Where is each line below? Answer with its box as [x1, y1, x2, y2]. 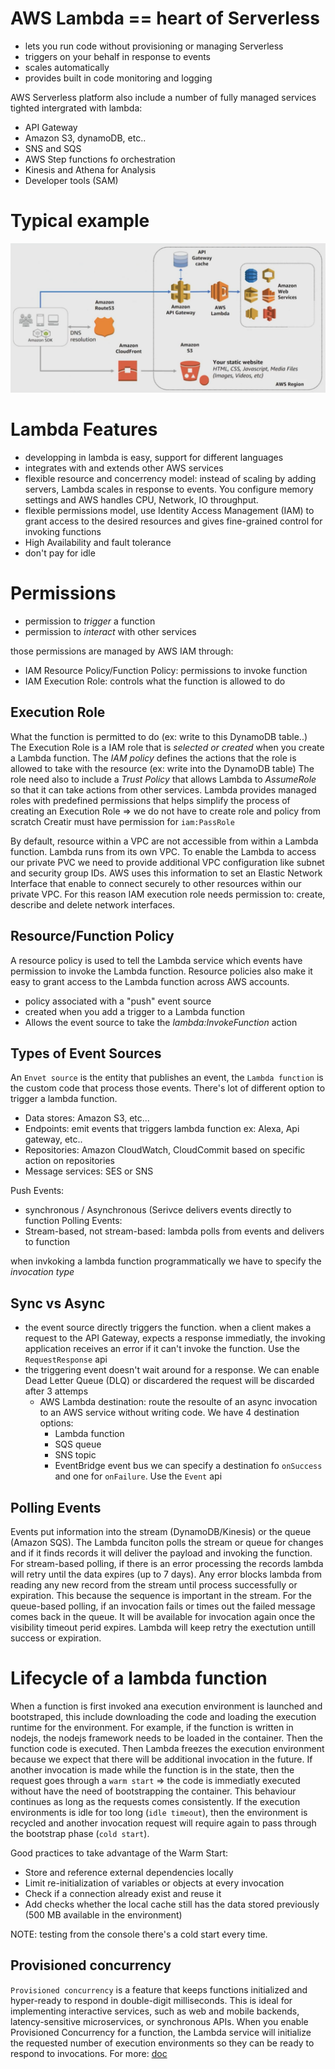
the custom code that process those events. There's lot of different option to [10, 1082, 326, 1094]
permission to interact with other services [24, 625, 197, 637]
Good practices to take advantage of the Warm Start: [10, 1847, 228, 1859]
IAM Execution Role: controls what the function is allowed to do [24, 675, 286, 687]
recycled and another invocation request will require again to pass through [10, 1817, 317, 1829]
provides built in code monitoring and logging [24, 72, 213, 84]
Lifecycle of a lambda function [10, 1667, 268, 1690]
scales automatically [24, 61, 110, 73]
